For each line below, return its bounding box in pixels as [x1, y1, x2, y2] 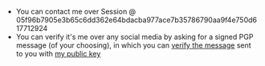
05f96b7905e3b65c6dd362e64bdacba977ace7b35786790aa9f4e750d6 [15, 15, 258, 25]
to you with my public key [15, 49, 101, 58]
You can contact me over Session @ [15, 7, 137, 16]
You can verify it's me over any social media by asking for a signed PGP [15, 32, 254, 41]
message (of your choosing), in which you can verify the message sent [15, 41, 251, 50]
